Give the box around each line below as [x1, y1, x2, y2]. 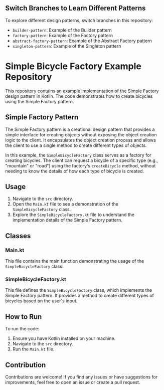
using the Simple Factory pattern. [5, 98, 74, 104]
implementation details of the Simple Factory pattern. [12, 217, 123, 223]
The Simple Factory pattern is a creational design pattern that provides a [5, 126, 155, 132]
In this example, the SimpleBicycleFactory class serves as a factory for [5, 152, 151, 158]
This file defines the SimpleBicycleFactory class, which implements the [5, 287, 152, 293]
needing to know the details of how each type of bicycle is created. [5, 168, 144, 174]
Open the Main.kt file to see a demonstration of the [12, 201, 119, 207]
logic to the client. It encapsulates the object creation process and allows [5, 137, 156, 143]
